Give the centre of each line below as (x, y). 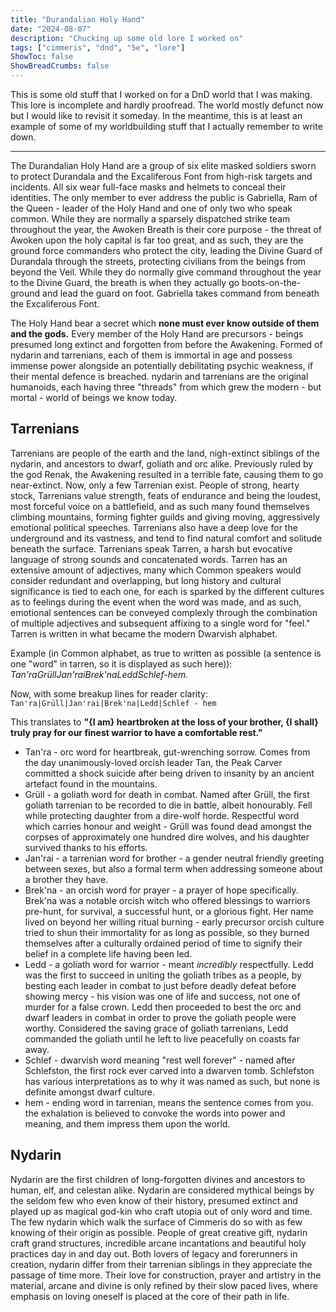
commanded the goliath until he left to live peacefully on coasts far (162, 1038)
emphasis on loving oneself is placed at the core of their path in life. (150, 1296)
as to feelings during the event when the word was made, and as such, (156, 602)
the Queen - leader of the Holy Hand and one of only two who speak (151, 208)
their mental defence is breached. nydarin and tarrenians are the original (159, 376)
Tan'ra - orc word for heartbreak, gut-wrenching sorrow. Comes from (167, 752)
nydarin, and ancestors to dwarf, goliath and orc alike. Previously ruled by (162, 463)
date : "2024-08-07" (51, 29)
